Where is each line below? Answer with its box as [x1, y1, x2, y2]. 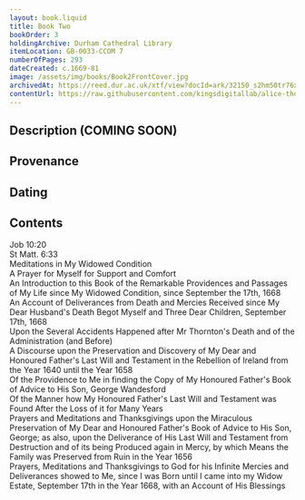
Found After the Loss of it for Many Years [9, 403, 163, 414]
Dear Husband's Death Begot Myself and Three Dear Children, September [9, 307, 287, 318]
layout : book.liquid [9, 13, 88, 23]
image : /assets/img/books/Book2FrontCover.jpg [9, 73, 189, 82]
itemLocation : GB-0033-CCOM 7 [9, 47, 124, 56]
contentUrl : [9, 89, 54, 98]
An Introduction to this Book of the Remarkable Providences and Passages [9, 278, 288, 289]
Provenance [9, 153, 80, 169]
